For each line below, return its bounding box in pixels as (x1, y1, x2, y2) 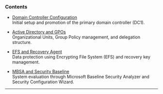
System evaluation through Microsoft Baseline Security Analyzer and (12, 74, 149, 80)
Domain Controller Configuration (12, 15, 78, 20)
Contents (5, 3, 28, 10)
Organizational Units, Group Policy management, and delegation (12, 34, 141, 40)
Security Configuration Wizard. (12, 79, 74, 85)
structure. (12, 39, 32, 45)
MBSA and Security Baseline (12, 69, 69, 75)
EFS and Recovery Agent (12, 49, 62, 55)
